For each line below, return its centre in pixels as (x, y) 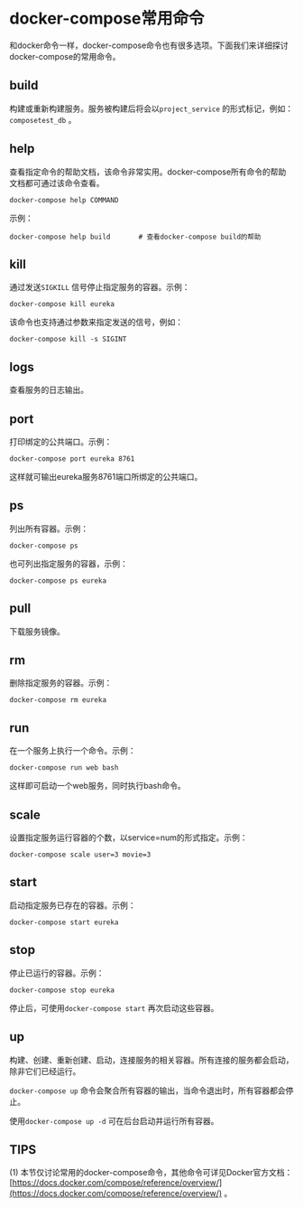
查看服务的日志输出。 (49, 390)
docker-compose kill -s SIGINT (68, 340)
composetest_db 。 (43, 119)
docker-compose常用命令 (107, 19)
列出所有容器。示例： (49, 529)
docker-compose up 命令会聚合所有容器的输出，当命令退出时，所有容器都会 (147, 1090)
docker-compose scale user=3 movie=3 (80, 855)
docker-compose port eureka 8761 (72, 459)
